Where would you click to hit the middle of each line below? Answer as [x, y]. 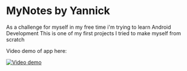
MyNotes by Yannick [58, 11]
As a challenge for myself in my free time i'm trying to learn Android [89, 27]
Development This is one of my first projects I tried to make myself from [94, 33]
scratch [15, 39]
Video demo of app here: [36, 50]
